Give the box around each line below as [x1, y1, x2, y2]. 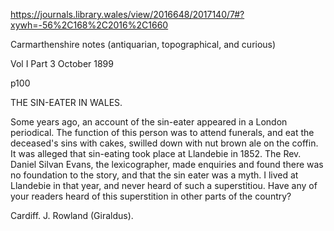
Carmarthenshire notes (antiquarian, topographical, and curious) [10, 39, 277, 50]
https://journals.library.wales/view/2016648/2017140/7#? [10, 9, 245, 20]
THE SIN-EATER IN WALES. [10, 97, 123, 108]
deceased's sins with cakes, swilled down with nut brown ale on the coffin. [10, 137, 319, 149]
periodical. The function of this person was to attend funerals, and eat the [10, 127, 315, 138]
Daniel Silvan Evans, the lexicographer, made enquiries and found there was [10, 159, 324, 170]
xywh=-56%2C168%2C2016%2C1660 [10, 19, 169, 31]
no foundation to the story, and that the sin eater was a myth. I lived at [10, 169, 299, 181]
